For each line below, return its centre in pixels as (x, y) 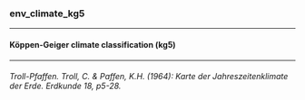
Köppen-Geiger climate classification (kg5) (93, 44)
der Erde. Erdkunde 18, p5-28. (65, 86)
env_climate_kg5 (47, 14)
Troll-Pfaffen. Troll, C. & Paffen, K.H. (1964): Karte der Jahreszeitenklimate (149, 77)
